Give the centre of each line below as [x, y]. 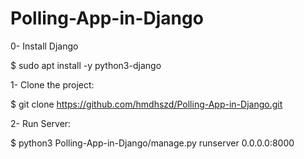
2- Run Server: [41, 123]
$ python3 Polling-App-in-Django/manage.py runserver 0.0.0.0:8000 [152, 143]
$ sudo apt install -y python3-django [86, 65]
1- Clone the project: [52, 84]
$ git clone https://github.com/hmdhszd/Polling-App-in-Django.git [146, 104]
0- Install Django [44, 46]
